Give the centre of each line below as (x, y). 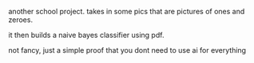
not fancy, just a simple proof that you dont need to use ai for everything (127, 50)
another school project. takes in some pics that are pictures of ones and (127, 11)
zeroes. (21, 20)
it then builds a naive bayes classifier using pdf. (86, 35)
